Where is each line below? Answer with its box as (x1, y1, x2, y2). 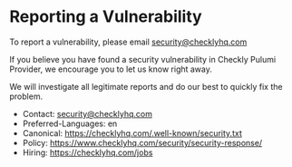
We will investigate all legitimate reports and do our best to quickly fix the (9, 81, 283, 92)
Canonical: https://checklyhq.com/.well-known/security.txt (22, 127, 242, 138)
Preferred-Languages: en (22, 118, 118, 129)
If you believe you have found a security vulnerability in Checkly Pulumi (9, 54, 277, 64)
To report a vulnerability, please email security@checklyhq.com (9, 36, 248, 47)
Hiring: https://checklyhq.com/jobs (22, 147, 153, 158)
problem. (9, 91, 44, 102)
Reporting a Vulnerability (9, 6, 202, 27)
